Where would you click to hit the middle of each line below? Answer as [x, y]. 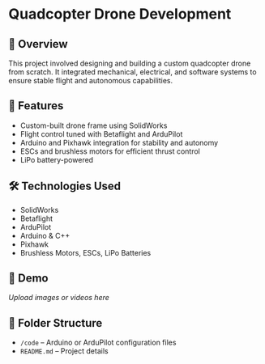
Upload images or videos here [59, 298]
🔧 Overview [38, 44]
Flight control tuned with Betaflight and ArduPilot [101, 133]
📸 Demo [28, 279]
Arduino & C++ [45, 235]
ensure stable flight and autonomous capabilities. [90, 80]
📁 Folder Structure [56, 323]
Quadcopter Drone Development [120, 14]
